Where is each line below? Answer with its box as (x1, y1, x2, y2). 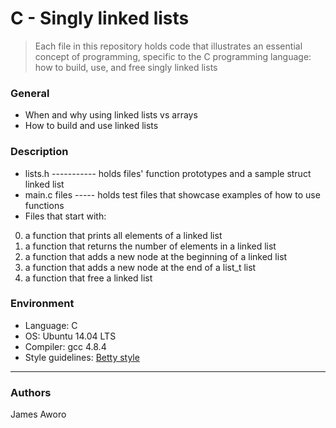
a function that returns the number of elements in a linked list (24, 240, 277, 252)
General (10, 86, 50, 100)
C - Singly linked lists (10, 7, 190, 30)
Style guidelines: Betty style (24, 351, 140, 363)
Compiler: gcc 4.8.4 (24, 340, 107, 352)
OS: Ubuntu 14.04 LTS (24, 330, 117, 342)
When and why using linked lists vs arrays (24, 109, 198, 121)
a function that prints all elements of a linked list (24, 229, 223, 241)
